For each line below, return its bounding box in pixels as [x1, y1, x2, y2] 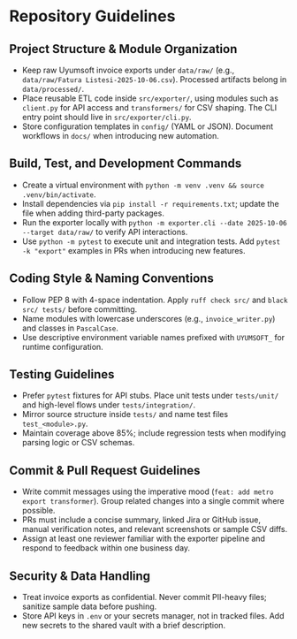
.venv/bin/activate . [21, 188, 96, 200]
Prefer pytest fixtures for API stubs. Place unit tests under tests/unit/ [21, 391, 279, 401]
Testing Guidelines [9, 367, 115, 382]
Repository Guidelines [9, 6, 176, 27]
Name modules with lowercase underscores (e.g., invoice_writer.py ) [21, 313, 276, 323]
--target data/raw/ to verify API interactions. [21, 226, 188, 237]
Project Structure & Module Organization [9, 42, 238, 57]
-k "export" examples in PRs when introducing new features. [21, 245, 246, 255]
